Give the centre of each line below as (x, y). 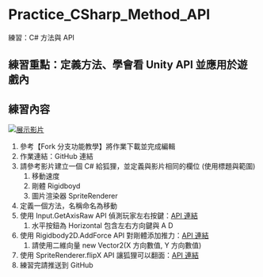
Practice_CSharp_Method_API (109, 15)
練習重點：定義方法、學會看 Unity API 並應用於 (123, 65)
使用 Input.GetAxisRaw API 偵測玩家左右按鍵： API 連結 (109, 216)
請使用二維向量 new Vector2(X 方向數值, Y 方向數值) (116, 245)
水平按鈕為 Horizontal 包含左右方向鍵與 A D (102, 226)
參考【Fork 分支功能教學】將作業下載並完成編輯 (97, 146)
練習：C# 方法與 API (42, 37)
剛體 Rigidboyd (56, 186)
